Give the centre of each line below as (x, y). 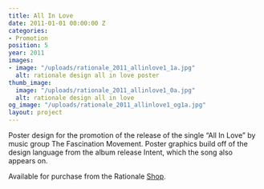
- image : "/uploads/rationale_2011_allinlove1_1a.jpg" (102, 68)
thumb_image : (30, 82)
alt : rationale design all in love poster (87, 75)
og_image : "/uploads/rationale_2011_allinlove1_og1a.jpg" (107, 105)
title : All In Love (41, 16)
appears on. (28, 161)
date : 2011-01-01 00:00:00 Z (57, 23)
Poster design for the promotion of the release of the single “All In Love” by (132, 135)
